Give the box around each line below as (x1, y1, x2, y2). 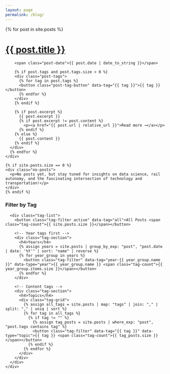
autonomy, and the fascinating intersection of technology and (5, 176, 143, 181)
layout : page (5, 7, 33, 13)
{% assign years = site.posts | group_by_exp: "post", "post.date (18, 244, 163, 249)
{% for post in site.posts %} (5, 26, 64, 32)
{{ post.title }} (5, 44, 66, 55)
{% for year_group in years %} (18, 253, 86, 258)
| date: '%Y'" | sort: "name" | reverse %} (5, 248, 99, 254)
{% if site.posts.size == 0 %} (5, 163, 72, 168)
